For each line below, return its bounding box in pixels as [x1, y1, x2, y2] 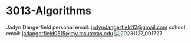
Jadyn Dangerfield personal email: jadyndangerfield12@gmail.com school [6, 24, 186, 31]
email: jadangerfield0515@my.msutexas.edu [6, 29, 114, 37]
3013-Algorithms [6, 4, 91, 18]
